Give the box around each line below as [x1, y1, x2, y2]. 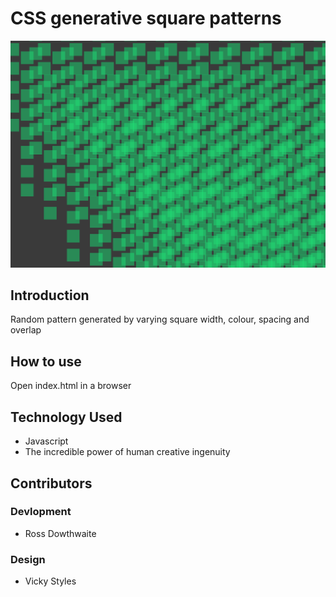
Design [10, 552, 46, 566]
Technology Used [10, 408, 123, 426]
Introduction [10, 287, 90, 304]
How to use [10, 353, 82, 370]
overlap [10, 324, 42, 336]
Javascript [24, 435, 69, 447]
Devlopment [10, 505, 72, 519]
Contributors [10, 475, 93, 492]
